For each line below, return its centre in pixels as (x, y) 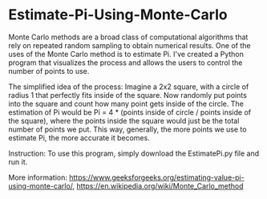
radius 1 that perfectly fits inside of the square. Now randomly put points (127, 95)
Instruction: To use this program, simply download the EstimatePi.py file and (134, 153)
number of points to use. (49, 71)
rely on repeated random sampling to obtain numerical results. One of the (129, 45)
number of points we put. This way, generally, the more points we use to (127, 129)
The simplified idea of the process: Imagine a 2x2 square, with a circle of (129, 87)
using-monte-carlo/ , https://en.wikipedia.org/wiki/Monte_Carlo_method (126, 185)
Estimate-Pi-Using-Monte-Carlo (118, 15)
